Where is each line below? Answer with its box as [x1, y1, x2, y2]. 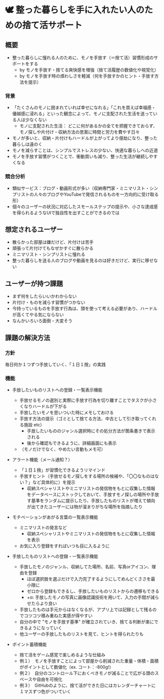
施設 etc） [23, 422, 45, 428]
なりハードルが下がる [23, 403, 67, 409]
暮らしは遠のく [12, 141, 43, 147]
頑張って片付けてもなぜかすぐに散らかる [12, 245, 94, 251]
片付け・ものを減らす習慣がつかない [12, 300, 86, 305]
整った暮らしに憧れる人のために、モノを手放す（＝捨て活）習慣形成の [12, 55, 154, 60]
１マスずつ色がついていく [19, 689, 71, 695]
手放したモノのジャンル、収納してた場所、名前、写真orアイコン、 [19, 564, 152, 570]
